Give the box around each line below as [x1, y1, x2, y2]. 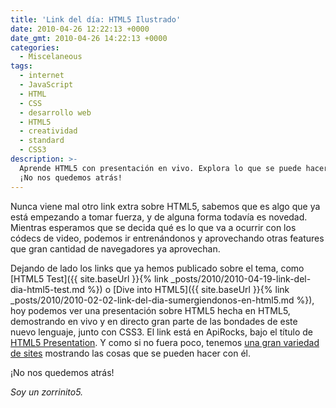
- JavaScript [19, 80, 74, 90]
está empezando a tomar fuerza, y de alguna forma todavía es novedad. [10, 211, 308, 223]
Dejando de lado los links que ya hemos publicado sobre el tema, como [10, 262, 305, 274]
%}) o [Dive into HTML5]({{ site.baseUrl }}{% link [86, 283, 290, 295]
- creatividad [19, 126, 78, 136]
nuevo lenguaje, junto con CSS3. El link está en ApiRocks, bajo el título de [10, 326, 313, 338]
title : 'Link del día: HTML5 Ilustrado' [10, 14, 182, 25]
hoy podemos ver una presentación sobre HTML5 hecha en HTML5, [10, 304, 291, 316]
